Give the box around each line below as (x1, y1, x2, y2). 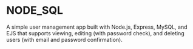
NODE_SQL (6, 4, 64, 17)
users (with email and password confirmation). (6, 36, 123, 43)
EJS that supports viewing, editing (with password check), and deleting (6, 29, 185, 36)
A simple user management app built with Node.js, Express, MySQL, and (6, 23, 188, 30)
